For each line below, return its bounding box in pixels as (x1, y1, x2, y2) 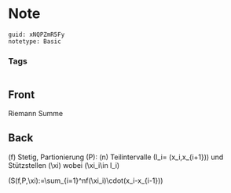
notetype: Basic (8, 37, 61, 46)
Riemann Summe (8, 109, 64, 118)
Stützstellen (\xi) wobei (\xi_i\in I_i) (8, 160, 120, 169)
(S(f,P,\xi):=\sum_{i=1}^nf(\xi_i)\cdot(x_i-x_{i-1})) (8, 176, 163, 185)
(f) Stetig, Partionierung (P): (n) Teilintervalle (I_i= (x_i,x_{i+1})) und (8, 152, 224, 162)
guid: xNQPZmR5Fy (8, 31, 65, 38)
